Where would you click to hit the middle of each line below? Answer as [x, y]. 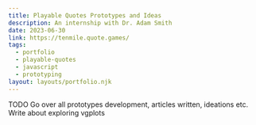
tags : [17, 45]
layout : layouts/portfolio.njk [60, 81]
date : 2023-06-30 [37, 30]
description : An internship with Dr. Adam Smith [90, 23]
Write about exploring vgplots [57, 112]
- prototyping [39, 74]
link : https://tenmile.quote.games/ [69, 38]
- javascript [37, 67]
